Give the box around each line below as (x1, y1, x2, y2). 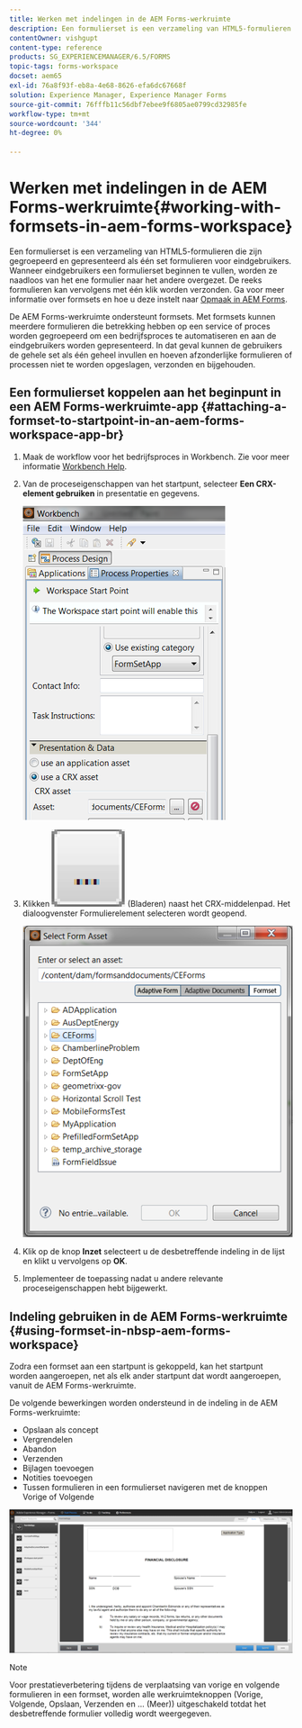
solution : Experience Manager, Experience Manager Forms (9, 90, 227, 99)
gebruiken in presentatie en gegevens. (55, 487, 200, 499)
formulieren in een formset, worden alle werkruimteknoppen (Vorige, (9, 1689, 263, 1700)
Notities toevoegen (22, 1472, 93, 1483)
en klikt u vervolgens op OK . (22, 1256, 128, 1267)
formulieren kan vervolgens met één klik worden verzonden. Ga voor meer (9, 284, 285, 294)
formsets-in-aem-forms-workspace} (9, 216, 293, 237)
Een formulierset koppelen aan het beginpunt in (9, 385, 281, 401)
